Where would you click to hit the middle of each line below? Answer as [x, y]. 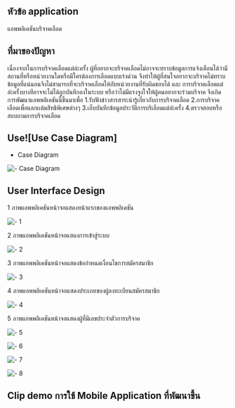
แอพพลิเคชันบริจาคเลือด [35, 28]
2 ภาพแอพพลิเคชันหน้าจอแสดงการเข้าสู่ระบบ [59, 236]
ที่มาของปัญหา [31, 51]
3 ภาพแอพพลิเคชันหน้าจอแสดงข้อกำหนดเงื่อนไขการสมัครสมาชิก [80, 263]
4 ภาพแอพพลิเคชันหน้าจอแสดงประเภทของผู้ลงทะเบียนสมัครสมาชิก [83, 291]
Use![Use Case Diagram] [62, 138]
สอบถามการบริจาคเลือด [34, 115]
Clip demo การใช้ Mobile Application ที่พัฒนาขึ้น [104, 396]
